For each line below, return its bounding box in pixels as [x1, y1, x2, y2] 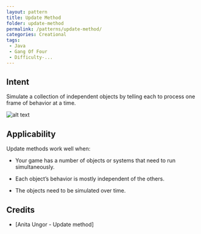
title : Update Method [6, 15, 62, 21]
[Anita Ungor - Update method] [15, 221, 94, 229]
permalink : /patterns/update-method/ [6, 26, 102, 32]
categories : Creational [6, 32, 67, 38]
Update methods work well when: [6, 145, 91, 152]
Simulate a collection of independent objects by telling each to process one [6, 93, 196, 101]
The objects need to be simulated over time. [15, 187, 126, 194]
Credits [6, 205, 35, 215]
